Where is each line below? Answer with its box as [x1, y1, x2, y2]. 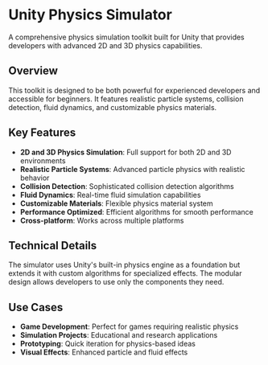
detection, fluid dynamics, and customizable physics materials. [8, 102, 217, 112]
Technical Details [8, 239, 97, 252]
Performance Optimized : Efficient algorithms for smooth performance [19, 207, 254, 216]
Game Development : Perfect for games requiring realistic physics [19, 322, 239, 331]
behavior [19, 173, 50, 182]
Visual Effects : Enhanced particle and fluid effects [19, 347, 188, 357]
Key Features [8, 126, 76, 140]
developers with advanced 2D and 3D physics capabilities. [8, 40, 203, 50]
